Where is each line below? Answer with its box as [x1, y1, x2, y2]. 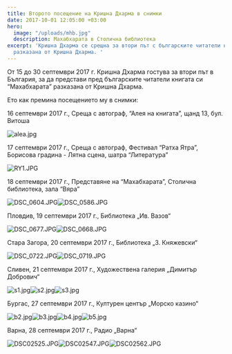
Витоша [7, 116, 30, 124]
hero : [7, 23, 23, 30]
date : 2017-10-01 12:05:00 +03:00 [7, 17, 107, 24]
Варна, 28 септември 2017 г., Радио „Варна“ [7, 326, 137, 334]
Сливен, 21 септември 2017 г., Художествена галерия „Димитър [7, 265, 197, 273]
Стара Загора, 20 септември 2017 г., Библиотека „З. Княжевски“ [7, 238, 198, 246]
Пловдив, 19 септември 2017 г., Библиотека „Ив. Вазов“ [7, 212, 171, 220]
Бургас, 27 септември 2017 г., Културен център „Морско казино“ [7, 299, 199, 308]
